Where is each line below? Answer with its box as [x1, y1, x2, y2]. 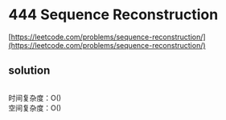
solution [8, 64, 51, 78]
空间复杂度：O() [8, 102, 62, 113]
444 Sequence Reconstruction [8, 6, 219, 24]
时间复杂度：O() [8, 93, 62, 102]
